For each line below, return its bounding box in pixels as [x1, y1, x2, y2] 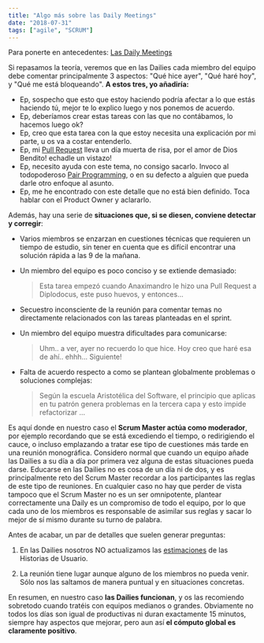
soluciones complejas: [19, 375, 93, 386]
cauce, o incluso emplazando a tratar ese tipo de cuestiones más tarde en [8, 440, 249, 449]
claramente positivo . [8, 626, 77, 636]
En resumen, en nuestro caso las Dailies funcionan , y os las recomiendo [8, 593, 244, 602]
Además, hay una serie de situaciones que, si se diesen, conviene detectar [8, 210, 256, 220]
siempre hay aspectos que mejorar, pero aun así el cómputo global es [8, 618, 236, 627]
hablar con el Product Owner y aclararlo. [19, 195, 151, 205]
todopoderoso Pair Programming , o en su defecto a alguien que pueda [19, 170, 249, 179]
